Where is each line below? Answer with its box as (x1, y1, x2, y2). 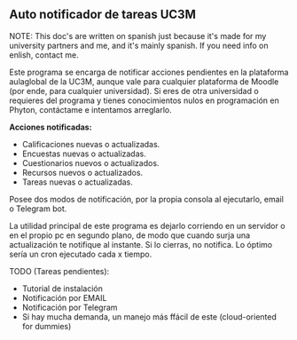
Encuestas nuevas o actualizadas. (21, 148, 146, 159)
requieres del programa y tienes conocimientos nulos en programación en (9, 95, 279, 106)
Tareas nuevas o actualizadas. (21, 177, 133, 187)
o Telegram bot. (9, 203, 67, 214)
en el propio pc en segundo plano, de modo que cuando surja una (9, 230, 251, 241)
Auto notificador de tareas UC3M (9, 7, 197, 22)
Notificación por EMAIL (21, 292, 107, 303)
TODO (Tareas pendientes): (9, 265, 110, 276)
